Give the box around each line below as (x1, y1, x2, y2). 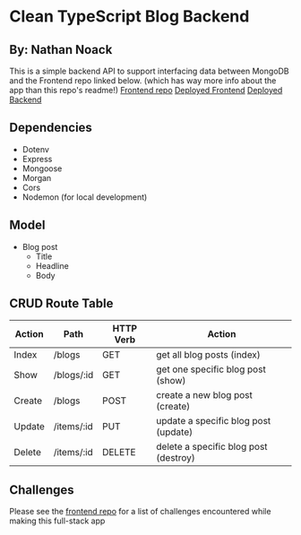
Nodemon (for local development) (21, 191, 148, 203)
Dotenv (21, 143, 49, 154)
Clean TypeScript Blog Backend (9, 6, 250, 27)
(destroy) (156, 452, 195, 464)
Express (21, 153, 53, 164)
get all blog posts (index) (156, 349, 262, 361)
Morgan (21, 172, 52, 183)
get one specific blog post (156, 363, 266, 375)
